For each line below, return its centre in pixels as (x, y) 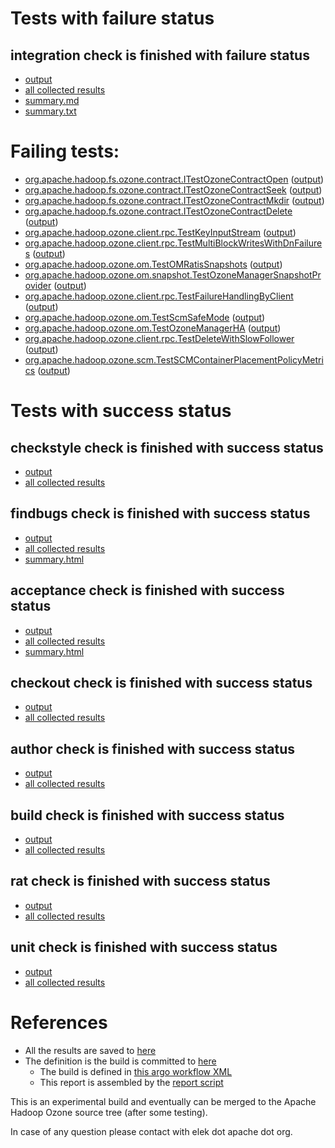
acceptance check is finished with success (147, 590)
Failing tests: (65, 151)
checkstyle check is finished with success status (167, 447)
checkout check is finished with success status (161, 682)
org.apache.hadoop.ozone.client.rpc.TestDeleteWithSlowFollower (159, 338)
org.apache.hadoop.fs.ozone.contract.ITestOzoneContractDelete (158, 211)
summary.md (52, 100)
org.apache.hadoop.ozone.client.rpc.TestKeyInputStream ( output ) (160, 232)
